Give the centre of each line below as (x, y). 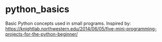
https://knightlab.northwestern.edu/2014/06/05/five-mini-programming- (81, 28)
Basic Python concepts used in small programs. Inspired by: (68, 23)
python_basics (37, 9)
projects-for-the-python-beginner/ (42, 34)
